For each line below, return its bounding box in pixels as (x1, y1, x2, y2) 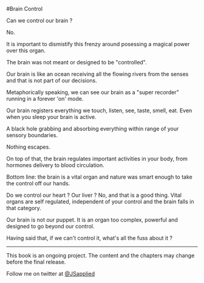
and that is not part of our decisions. (6, 77, 97, 84)
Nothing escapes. (6, 143, 50, 151)
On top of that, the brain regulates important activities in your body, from (6, 155, 188, 162)
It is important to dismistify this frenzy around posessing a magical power (6, 41, 190, 47)
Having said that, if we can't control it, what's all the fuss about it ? (6, 234, 173, 242)
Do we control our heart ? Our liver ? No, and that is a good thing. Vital (6, 191, 182, 199)
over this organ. (6, 47, 46, 54)
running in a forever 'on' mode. (6, 95, 84, 102)
